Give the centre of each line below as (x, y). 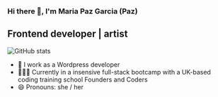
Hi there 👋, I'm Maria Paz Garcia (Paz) (73, 11)
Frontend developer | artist (68, 34)
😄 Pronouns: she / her (50, 86)
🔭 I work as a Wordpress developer (69, 64)
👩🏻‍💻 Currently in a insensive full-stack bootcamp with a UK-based (114, 72)
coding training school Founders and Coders (82, 79)
